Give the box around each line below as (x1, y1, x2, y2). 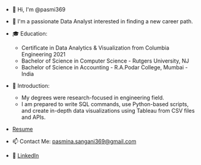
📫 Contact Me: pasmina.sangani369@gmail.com (12, 138, 137, 145)
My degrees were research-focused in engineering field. (21, 94, 164, 101)
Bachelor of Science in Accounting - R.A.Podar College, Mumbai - (21, 64, 188, 71)
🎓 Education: (12, 30, 48, 37)
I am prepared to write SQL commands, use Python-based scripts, (21, 101, 189, 107)
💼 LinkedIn (12, 152, 39, 159)
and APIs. (21, 113, 46, 121)
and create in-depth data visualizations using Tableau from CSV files (21, 107, 195, 114)
